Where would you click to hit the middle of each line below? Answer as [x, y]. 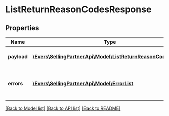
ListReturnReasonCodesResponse [78, 9]
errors [15, 84]
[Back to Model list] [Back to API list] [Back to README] [63, 108]
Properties [22, 28]
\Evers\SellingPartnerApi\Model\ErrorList [83, 84]
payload [18, 56]
